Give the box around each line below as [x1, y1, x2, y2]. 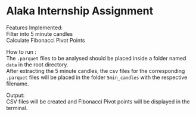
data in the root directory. [6, 61, 69, 68]
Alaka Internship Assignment [6, 4, 154, 18]
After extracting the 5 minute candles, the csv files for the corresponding [6, 67, 185, 74]
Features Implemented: [6, 24, 63, 31]
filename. [6, 80, 29, 87]
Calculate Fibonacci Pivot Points [6, 36, 85, 44]
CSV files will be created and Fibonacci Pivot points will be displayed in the [6, 97, 190, 105]
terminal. [6, 104, 28, 111]
